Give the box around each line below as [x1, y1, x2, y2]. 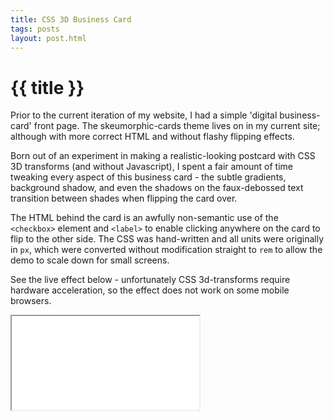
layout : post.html [10, 33, 87, 43]
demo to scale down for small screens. [10, 254, 170, 266]
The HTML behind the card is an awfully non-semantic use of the [10, 212, 279, 224]
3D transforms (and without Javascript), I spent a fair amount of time [10, 161, 294, 173]
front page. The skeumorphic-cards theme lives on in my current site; [33, 120, 321, 132]
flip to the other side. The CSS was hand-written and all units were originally [10, 233, 325, 245]
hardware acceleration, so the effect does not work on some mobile [10, 284, 290, 296]
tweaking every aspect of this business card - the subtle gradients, [10, 171, 287, 183]
